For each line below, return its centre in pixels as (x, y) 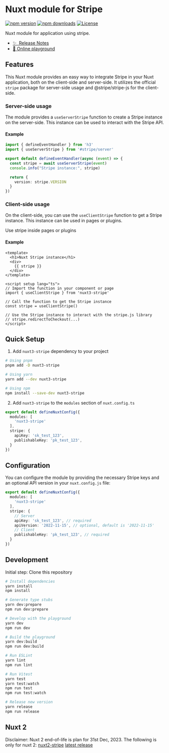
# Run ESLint (19, 656)
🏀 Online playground (34, 49)
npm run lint (19, 665)
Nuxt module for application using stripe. (48, 33)
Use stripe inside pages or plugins (41, 230)
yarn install (19, 586)
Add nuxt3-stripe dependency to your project (61, 351)
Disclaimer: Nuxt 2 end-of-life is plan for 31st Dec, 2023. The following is (81, 739)
